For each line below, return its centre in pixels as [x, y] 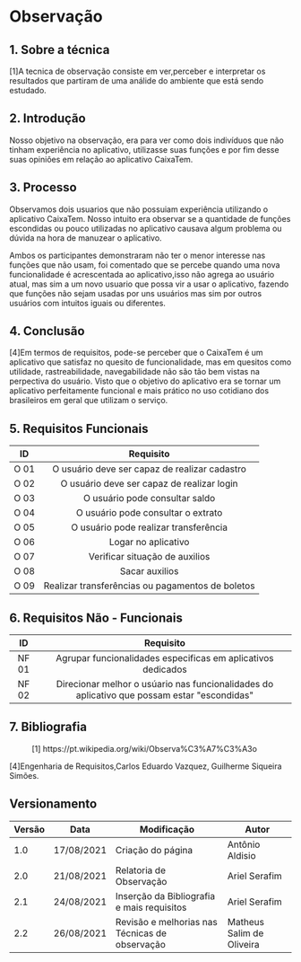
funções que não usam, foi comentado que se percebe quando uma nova [145, 265]
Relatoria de [140, 870]
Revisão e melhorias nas [166, 922]
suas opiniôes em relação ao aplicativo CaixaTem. [101, 159]
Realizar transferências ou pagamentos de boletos [149, 586]
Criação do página [154, 850]
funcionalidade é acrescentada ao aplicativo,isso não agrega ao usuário [142, 274]
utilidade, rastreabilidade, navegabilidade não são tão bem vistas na [134, 372]
